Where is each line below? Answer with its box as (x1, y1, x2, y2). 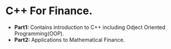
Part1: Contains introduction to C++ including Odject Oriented (14, 24, 166, 31)
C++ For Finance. (5, 4, 93, 18)
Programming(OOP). (14, 30, 65, 37)
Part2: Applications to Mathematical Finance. (14, 36, 125, 43)
